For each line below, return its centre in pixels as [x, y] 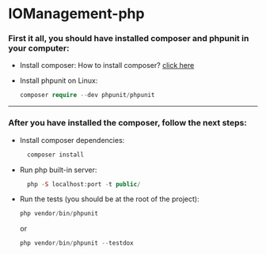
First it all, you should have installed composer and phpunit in [129, 39]
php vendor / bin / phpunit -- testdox [76, 243]
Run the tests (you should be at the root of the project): [109, 199]
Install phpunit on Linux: [59, 81]
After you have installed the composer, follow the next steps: [127, 123]
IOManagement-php [76, 14]
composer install [56, 155]
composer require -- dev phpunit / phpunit [87, 96]
